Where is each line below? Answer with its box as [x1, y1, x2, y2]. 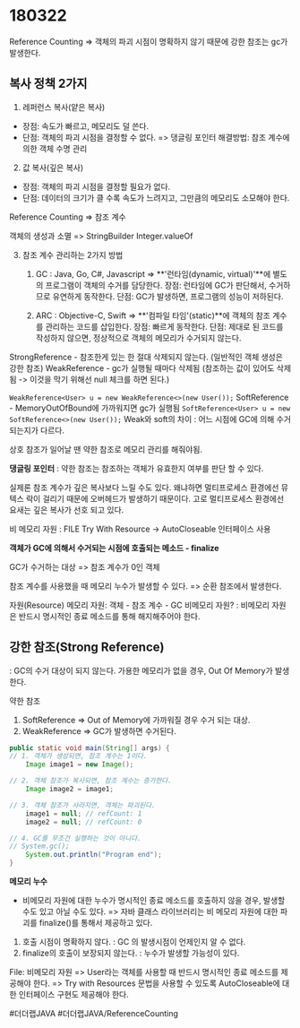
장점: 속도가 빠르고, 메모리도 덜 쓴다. [21, 120, 150, 131]
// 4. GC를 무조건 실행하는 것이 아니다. [9, 834, 141, 842]
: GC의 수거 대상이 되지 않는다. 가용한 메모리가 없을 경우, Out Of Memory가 [9, 665, 273, 676]
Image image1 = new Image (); [25, 760, 134, 769]
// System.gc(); [9, 842, 70, 851]
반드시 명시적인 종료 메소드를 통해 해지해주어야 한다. [18, 610, 201, 621]
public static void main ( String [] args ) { [9, 743, 170, 753]
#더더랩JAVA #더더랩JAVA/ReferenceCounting [9, 1008, 179, 1019]
